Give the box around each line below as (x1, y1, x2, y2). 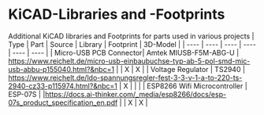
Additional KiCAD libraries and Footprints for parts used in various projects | (8, 31, 255, 41)
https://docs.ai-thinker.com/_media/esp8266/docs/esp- (44, 89, 227, 99)
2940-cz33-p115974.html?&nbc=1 (8, 81, 118, 91)
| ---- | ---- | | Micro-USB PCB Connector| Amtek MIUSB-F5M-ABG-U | (8, 48, 240, 57)
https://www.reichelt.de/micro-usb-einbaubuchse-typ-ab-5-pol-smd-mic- (8, 56, 251, 66)
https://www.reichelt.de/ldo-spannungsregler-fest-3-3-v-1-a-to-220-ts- (8, 73, 243, 82)
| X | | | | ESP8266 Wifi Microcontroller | (119, 81, 248, 91)
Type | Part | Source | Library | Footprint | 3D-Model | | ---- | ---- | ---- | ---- (8, 39, 256, 49)
